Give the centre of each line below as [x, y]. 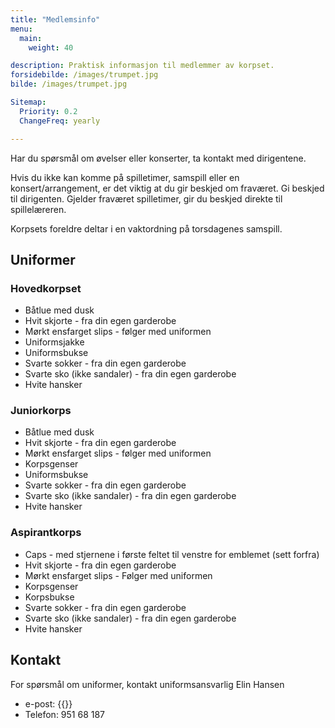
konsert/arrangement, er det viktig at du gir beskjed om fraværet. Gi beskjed [167, 188]
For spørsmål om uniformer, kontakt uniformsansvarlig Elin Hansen [147, 684]
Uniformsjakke [54, 342]
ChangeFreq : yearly [60, 121]
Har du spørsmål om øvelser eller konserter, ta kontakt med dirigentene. [158, 158]
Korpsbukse [49, 597]
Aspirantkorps [46, 533]
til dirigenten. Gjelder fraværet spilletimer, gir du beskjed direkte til [146, 198]
